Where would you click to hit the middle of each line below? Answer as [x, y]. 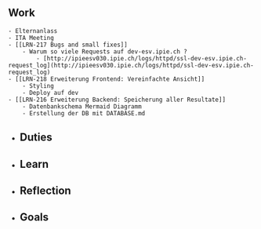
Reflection [45, 190]
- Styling [38, 85]
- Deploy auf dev [51, 93]
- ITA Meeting [31, 38]
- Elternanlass [33, 31]
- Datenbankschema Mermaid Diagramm [82, 106]
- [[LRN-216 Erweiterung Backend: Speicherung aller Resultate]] [117, 100]
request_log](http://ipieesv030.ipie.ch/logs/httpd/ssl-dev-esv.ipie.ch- [131, 65]
